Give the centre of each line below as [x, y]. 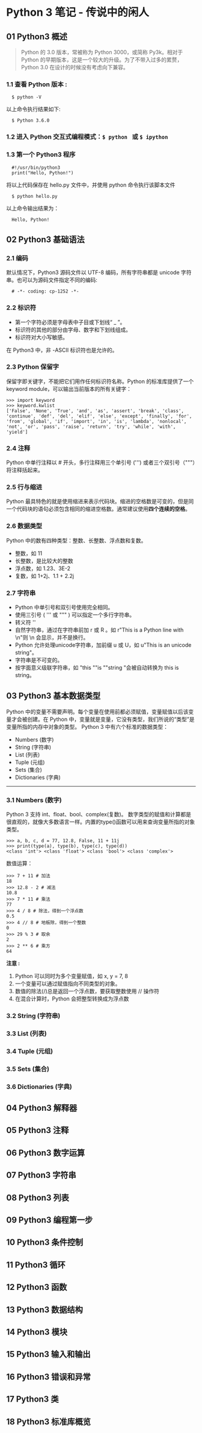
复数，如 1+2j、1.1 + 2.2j [44, 576]
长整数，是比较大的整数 [44, 561]
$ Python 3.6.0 [31, 121]
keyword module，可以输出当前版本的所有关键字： [69, 389]
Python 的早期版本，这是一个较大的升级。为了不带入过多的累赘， [102, 60]
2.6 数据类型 [24, 526]
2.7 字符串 [21, 593]
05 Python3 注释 [38, 1130]
